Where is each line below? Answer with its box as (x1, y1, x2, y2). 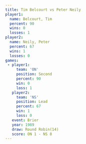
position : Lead (16, 99, 48, 104)
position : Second (16, 72, 52, 77)
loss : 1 (16, 85, 32, 91)
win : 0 (16, 81, 30, 86)
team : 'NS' (16, 95, 39, 99)
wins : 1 (9, 48, 26, 53)
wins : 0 (9, 26, 26, 31)
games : (5, 58, 19, 63)
